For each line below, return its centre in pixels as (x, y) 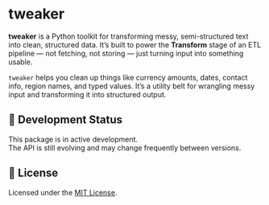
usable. (21, 62)
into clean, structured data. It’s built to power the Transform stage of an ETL (135, 44)
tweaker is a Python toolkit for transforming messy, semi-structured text (128, 36)
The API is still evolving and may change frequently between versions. (125, 148)
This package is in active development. (73, 139)
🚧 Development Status (66, 120)
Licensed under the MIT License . (63, 192)
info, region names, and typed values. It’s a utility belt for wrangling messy (132, 86)
